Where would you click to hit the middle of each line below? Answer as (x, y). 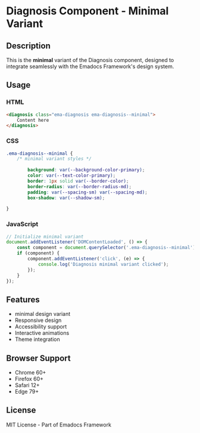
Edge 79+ (27, 392)
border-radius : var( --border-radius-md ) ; (80, 186)
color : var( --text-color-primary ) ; (72, 176)
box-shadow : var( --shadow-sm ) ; (66, 198)
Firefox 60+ (29, 379)
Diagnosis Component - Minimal (87, 11)
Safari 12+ (27, 385)
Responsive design (38, 320)
